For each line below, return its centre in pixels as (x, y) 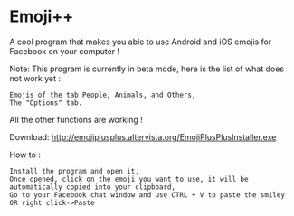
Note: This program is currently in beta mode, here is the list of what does (147, 69)
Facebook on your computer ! (65, 51)
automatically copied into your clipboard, (93, 187)
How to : (25, 155)
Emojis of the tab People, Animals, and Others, (103, 95)
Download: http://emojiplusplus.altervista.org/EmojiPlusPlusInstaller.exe (143, 136)
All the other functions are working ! (76, 119)
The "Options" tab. (46, 103)
